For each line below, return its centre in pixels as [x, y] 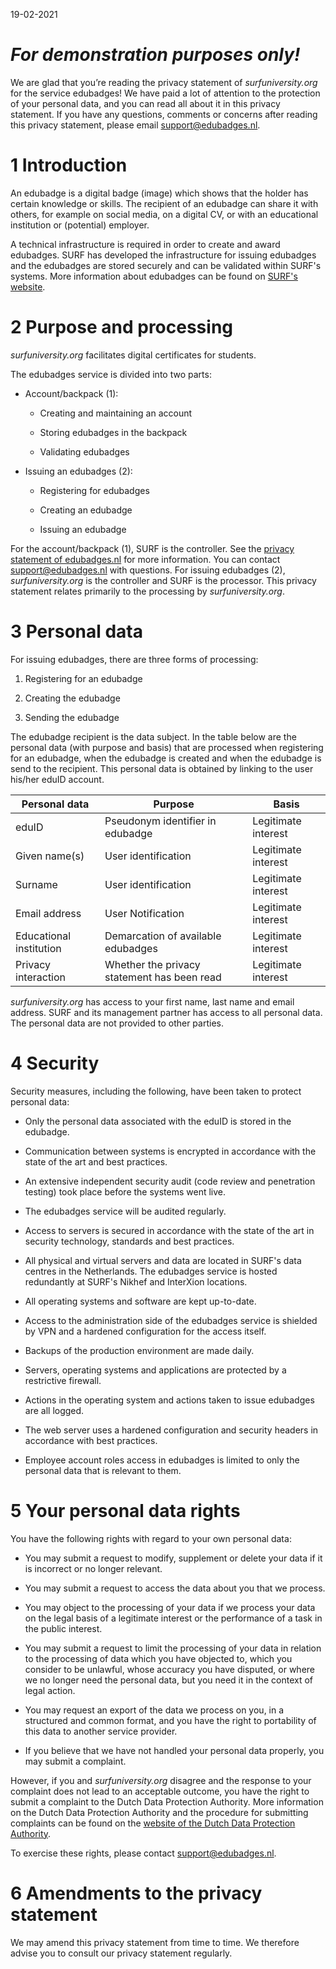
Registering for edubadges [94, 490]
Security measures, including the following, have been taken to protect [156, 1091]
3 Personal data [77, 631]
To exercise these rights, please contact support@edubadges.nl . [143, 1853]
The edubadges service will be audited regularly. [125, 1211]
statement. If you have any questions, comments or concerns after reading [164, 114]
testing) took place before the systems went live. [125, 1191]
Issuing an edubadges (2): [78, 471]
